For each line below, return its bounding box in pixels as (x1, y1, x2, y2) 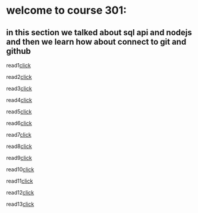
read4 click (6, 97, 33, 103)
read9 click (6, 155, 32, 161)
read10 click (6, 166, 34, 173)
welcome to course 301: (6, 4, 127, 17)
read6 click (6, 120, 32, 126)
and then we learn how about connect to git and (6, 36, 187, 47)
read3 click (6, 85, 32, 92)
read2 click (6, 73, 32, 81)
